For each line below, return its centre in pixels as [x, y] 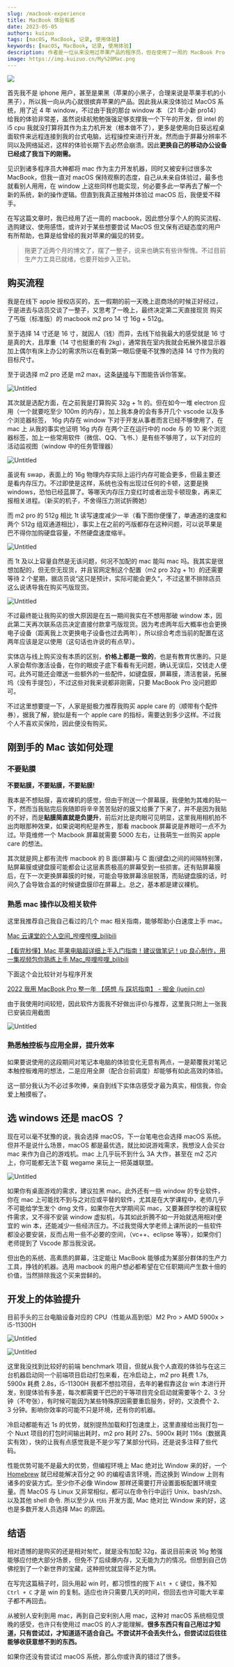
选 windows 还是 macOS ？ [66, 1118]
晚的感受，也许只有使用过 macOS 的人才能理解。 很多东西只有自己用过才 [111, 1625]
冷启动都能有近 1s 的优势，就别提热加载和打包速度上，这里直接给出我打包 [112, 1425]
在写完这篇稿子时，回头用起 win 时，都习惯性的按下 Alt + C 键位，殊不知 [112, 1583]
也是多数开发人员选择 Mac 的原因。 [58, 1509]
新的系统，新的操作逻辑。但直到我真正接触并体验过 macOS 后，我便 [105, 194]
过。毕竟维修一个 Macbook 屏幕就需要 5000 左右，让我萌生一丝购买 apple [114, 835]
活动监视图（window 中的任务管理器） [62, 446]
